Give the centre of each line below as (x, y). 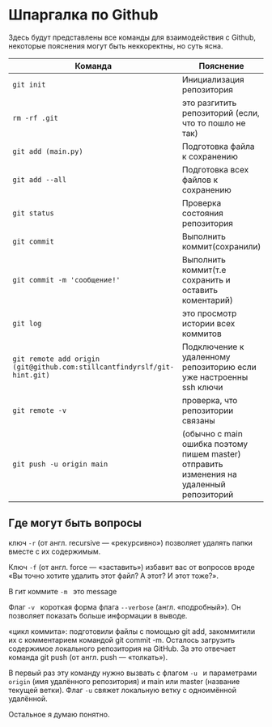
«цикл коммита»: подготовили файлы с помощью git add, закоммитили (132, 631)
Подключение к (213, 346)
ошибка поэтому (215, 444)
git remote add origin (56, 359)
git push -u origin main (60, 464)
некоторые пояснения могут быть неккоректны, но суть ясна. (116, 45)
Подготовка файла (218, 146)
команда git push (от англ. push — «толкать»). (88, 657)
